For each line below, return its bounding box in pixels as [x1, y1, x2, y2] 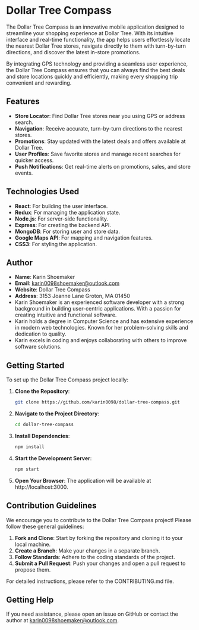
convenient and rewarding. [6, 79, 72, 86]
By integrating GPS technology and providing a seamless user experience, [6, 60, 188, 67]
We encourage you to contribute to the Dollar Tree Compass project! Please [6, 516, 192, 523]
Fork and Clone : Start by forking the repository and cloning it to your [14, 534, 183, 541]
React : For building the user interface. [14, 202, 108, 209]
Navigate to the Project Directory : [14, 410, 100, 417]
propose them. [14, 566, 51, 573]
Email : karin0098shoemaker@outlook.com [14, 280, 120, 287]
